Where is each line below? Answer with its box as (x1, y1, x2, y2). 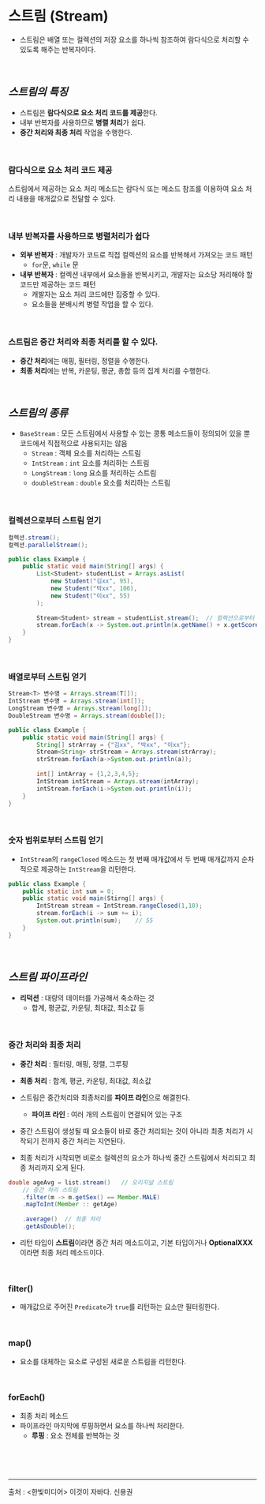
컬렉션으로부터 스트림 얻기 (8, 515, 102, 526)
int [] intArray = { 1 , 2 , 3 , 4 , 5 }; (36, 771, 140, 778)
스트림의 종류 (8, 407, 69, 420)
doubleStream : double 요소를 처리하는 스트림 (31, 478, 171, 488)
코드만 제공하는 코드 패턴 (19, 279, 96, 289)
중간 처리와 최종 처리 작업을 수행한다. (19, 127, 132, 137)
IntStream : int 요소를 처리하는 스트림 (31, 459, 150, 468)
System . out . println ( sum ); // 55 (36, 917, 154, 925)
